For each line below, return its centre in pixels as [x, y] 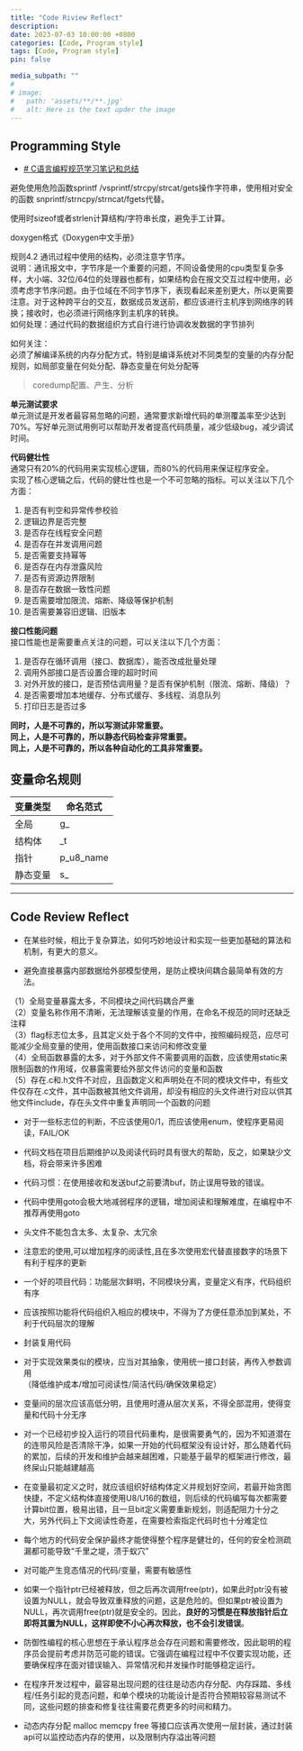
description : [35, 26]
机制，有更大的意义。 [62, 951]
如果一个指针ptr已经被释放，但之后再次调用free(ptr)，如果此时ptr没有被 [156, 1589]
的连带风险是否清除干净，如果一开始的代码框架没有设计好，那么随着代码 [157, 1444]
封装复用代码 [47, 1342]
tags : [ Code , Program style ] [65, 51]
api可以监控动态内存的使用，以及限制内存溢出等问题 [120, 1737]
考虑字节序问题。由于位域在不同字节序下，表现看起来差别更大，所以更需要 [156, 290]
